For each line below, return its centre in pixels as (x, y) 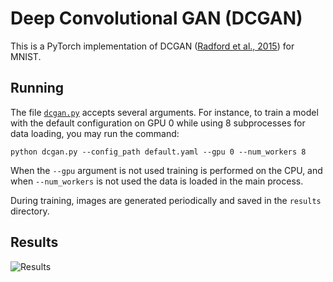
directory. (30, 211)
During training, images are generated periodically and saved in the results (166, 200)
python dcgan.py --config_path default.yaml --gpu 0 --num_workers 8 (158, 152)
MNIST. (26, 56)
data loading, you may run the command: (95, 133)
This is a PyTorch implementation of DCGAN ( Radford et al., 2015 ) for (152, 46)
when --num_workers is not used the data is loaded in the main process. (157, 181)
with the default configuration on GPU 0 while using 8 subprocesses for (158, 123)
